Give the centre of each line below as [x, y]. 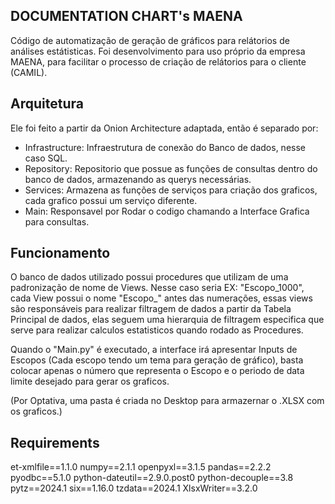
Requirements [55, 442]
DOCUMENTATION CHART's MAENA [126, 16]
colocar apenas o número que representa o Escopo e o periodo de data [157, 371]
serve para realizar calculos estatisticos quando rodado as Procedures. [157, 330]
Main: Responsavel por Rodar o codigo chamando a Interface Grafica [167, 211]
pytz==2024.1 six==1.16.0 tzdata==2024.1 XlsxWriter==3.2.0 [134, 488]
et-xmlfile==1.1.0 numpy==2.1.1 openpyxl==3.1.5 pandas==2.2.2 [141, 467]
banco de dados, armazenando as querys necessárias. [138, 179]
